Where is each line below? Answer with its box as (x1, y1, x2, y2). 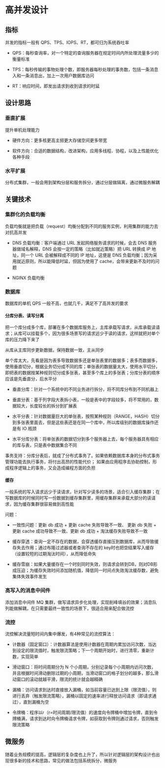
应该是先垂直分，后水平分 (5, 376, 57, 382)
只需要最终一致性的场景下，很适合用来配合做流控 (35, 605, 134, 611)
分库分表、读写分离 (5, 312, 44, 318)
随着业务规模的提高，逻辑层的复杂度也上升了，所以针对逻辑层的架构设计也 (5, 751, 156, 757)
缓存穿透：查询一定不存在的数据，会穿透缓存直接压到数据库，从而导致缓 (12, 539, 159, 545)
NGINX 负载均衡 (12, 274, 45, 280)
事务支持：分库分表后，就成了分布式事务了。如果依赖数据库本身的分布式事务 (5, 453, 160, 459)
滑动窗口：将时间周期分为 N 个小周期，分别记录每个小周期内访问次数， (12, 664, 156, 670)
